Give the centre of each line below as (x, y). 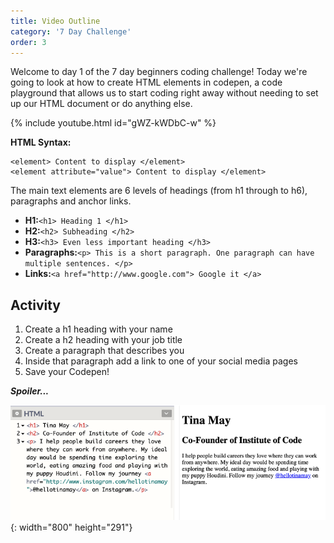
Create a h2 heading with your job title (103, 340)
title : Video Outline (55, 21)
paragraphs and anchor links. (71, 201)
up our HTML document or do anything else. (101, 104)
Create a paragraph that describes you (104, 351)
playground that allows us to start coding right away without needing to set (164, 93)
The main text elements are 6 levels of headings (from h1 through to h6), (159, 191)
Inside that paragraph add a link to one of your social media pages (161, 361)
